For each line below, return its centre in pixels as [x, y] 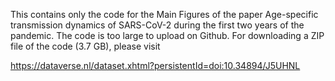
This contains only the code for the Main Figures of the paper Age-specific [164, 14]
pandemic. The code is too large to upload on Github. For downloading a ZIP [167, 35]
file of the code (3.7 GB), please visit [85, 46]
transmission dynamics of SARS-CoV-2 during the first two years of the [157, 25]
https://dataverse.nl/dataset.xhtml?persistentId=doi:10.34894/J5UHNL [155, 65]
